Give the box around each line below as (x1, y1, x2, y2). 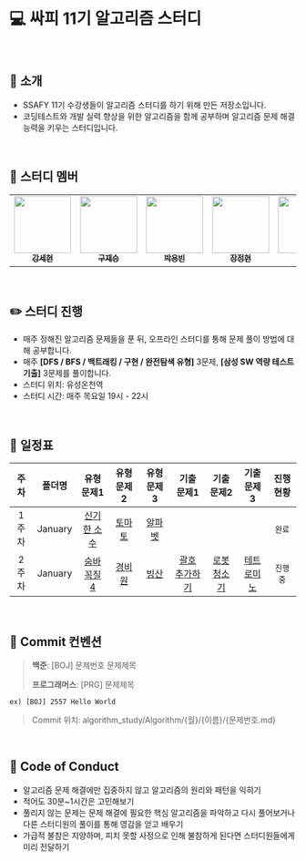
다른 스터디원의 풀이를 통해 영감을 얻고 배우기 (22, 818, 184, 829)
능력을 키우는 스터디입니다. (22, 122, 118, 133)
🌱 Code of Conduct (9, 759, 119, 774)
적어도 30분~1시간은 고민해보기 (22, 795, 135, 806)
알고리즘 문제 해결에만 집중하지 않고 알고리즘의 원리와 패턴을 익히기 (22, 784, 261, 795)
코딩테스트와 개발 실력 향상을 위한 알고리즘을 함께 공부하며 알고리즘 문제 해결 (22, 110, 296, 121)
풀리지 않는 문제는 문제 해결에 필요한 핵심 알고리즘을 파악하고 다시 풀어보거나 (22, 807, 296, 818)
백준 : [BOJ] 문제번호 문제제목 (31, 660, 137, 671)
